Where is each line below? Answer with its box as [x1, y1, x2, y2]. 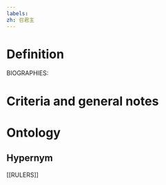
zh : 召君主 [6, 17, 35, 23]
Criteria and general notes [6, 93, 159, 109]
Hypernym [6, 153, 53, 164]
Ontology [6, 125, 61, 140]
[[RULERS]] [6, 171, 39, 179]
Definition [6, 46, 65, 62]
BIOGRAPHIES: [6, 69, 49, 77]
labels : [6, 10, 29, 17]
